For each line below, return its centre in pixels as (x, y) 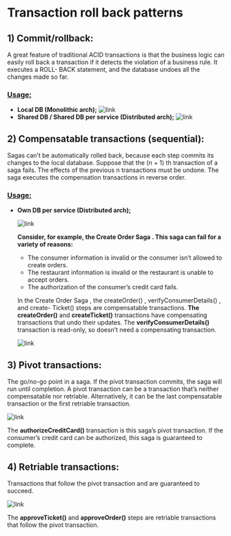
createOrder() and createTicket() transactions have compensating (112, 315)
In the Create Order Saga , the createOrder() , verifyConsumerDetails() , (119, 300)
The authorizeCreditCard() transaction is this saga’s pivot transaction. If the (115, 430)
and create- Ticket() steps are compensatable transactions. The (108, 308)
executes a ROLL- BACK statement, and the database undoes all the (103, 69)
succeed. (20, 491)
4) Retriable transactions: (63, 467)
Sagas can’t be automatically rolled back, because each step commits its (111, 155)
